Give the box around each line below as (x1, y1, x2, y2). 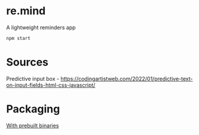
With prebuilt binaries (6, 122, 59, 129)
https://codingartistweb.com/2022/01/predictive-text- (60, 75, 193, 82)
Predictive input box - (6, 75, 60, 82)
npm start (6, 35, 31, 41)
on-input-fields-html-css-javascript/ (6, 81, 96, 89)
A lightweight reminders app (6, 24, 76, 31)
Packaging (6, 102, 60, 115)
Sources (6, 55, 49, 69)
